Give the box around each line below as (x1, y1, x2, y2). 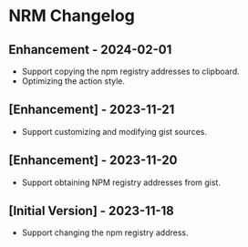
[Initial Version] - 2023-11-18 (8, 203, 175, 219)
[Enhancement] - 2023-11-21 (8, 102, 175, 118)
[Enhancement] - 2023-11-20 (8, 152, 178, 169)
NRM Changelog (8, 5, 136, 26)
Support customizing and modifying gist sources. (21, 126, 207, 137)
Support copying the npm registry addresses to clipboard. (21, 66, 241, 77)
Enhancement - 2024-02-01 (8, 42, 172, 57)
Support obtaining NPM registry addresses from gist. (21, 177, 221, 188)
